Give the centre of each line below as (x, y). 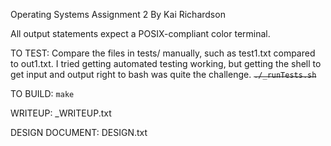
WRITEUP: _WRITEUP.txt (61, 113)
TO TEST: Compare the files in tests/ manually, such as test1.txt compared (163, 53)
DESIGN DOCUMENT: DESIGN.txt (79, 132)
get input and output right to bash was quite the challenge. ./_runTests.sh (163, 74)
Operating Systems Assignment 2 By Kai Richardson (118, 14)
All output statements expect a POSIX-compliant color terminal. (140, 33)
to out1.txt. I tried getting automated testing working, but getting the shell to (166, 63)
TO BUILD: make (42, 93)
